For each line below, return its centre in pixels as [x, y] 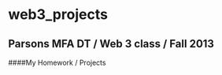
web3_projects [58, 15]
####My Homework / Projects [57, 62]
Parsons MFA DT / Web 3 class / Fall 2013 [111, 44]
